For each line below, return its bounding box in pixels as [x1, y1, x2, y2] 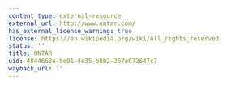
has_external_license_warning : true [8, 27, 132, 35]
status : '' [8, 42, 45, 50]
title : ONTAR [8, 49, 53, 57]
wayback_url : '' [8, 65, 63, 73]
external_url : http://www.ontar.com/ [8, 19, 136, 28]
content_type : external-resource [8, 11, 122, 20]
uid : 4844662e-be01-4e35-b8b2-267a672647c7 [8, 57, 158, 66]
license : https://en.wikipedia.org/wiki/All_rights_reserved [8, 34, 220, 43]
